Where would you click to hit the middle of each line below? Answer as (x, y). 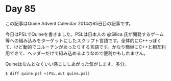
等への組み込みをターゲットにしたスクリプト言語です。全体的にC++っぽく (83, 40)
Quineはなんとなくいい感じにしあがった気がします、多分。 (67, 64)
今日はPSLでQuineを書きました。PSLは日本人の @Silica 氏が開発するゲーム (85, 34)
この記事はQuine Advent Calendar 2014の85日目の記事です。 (69, 23)
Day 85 (21, 9)
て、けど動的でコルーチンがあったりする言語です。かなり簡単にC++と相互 (83, 47)
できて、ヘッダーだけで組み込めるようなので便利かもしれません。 (79, 53)
